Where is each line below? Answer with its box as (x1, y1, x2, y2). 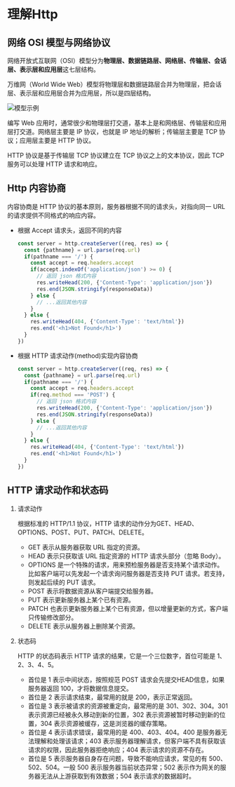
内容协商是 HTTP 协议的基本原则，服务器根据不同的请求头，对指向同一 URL (7, 202, 226, 210)
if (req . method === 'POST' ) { (30, 391, 116, 398)
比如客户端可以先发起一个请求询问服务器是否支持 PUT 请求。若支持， (27, 569, 229, 577)
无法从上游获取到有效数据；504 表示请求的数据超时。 (40, 772, 195, 780)
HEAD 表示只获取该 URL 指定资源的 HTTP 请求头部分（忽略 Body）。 (27, 551, 225, 560)
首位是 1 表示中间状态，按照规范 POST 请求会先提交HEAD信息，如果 (27, 675, 225, 684)
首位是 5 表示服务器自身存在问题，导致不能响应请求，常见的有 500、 (27, 754, 227, 762)
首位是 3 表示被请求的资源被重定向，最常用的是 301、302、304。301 (27, 701, 228, 710)
